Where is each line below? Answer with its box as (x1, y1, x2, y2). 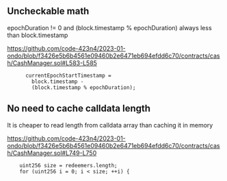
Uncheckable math (7, 5, 90, 17)
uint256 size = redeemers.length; (19, 162, 118, 169)
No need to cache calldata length (7, 103, 151, 114)
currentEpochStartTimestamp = (25, 72, 111, 79)
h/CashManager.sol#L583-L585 (7, 58, 98, 67)
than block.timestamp (7, 31, 68, 39)
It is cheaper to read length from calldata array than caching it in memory (7, 121, 213, 129)
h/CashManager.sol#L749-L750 (7, 149, 97, 157)
